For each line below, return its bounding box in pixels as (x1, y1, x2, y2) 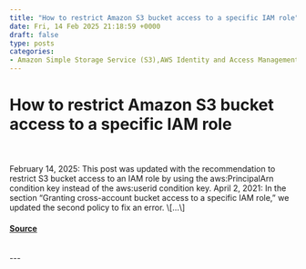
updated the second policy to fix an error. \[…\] (9, 202, 186, 213)
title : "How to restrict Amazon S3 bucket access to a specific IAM (9, 13, 275, 23)
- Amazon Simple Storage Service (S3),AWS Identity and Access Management (9, 55, 300, 65)
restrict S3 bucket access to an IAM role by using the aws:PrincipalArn (9, 173, 274, 184)
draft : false (9, 30, 59, 39)
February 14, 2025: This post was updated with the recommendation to (9, 163, 276, 174)
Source (9, 223, 38, 234)
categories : (9, 47, 55, 56)
